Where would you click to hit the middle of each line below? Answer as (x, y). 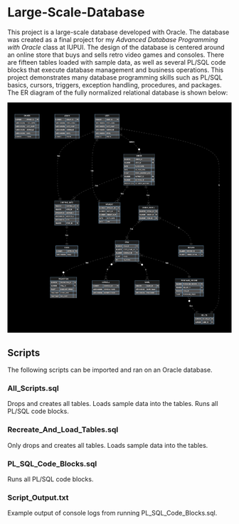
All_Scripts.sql (33, 388)
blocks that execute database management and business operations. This (116, 70)
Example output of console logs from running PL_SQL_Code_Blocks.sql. (112, 513)
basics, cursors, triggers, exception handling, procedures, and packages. (115, 85)
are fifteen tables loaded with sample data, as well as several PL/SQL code (117, 62)
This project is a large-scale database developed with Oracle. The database (118, 32)
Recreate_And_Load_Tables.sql (63, 429)
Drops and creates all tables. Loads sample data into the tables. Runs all (113, 404)
